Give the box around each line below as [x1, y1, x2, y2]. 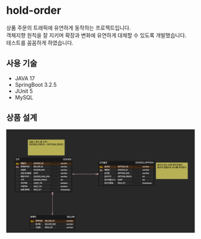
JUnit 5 [14, 87, 33, 95]
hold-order [6, 4, 62, 17]
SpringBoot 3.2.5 [14, 81, 57, 88]
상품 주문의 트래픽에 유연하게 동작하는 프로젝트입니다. [6, 24, 131, 31]
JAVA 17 [14, 74, 35, 81]
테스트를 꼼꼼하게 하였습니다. [6, 39, 74, 46]
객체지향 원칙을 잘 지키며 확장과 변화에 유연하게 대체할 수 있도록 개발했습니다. [6, 31, 187, 39]
